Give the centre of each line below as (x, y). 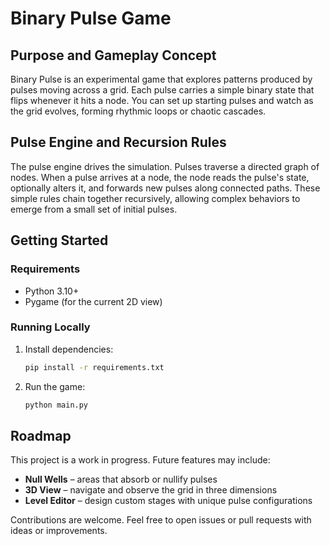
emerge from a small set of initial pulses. (94, 209)
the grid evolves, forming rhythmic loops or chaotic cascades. (138, 111)
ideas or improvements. (59, 531)
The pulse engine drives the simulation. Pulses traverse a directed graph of (165, 166)
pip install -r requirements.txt (94, 367)
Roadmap (41, 435)
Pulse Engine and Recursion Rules (118, 142)
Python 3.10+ (52, 291)
